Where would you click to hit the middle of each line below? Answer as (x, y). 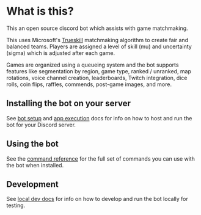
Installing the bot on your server (69, 104)
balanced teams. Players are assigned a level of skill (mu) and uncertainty (99, 46)
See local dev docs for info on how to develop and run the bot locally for (97, 199)
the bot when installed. (35, 165)
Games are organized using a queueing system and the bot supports (93, 65)
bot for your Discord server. (41, 125)
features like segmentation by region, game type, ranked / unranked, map (99, 71)
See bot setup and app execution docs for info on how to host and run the (99, 118)
